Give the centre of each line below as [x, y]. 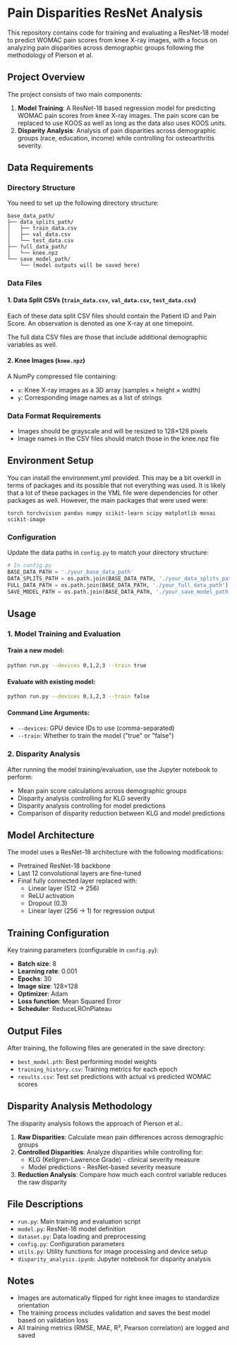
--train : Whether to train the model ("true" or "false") [96, 736]
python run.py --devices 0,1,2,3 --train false [79, 697]
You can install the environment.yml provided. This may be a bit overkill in [114, 477]
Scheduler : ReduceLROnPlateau [65, 1009]
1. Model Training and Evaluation [64, 633]
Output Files [35, 1031]
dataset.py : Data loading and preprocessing [81, 1236]
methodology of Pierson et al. [50, 55]
